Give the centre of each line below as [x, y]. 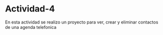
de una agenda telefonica [31, 27]
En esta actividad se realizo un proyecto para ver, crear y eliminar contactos [82, 22]
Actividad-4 [30, 9]
